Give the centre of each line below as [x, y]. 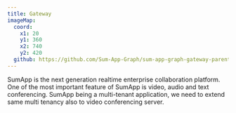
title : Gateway [29, 14]
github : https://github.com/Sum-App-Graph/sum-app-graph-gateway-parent [122, 60]
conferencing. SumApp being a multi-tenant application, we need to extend [116, 94]
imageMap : [22, 20]
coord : [23, 27]
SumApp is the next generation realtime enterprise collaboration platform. [114, 79]
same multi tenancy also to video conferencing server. [86, 102]
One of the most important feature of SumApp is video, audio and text [108, 87]
